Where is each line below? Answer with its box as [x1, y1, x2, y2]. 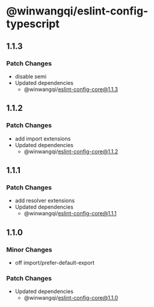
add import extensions [14, 135, 71, 142]
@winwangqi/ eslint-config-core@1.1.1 [23, 210, 117, 217]
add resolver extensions [14, 197, 75, 204]
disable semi [14, 72, 47, 80]
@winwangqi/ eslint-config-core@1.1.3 [23, 86, 119, 93]
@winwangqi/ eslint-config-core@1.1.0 [23, 294, 119, 302]
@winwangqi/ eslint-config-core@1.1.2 [23, 148, 119, 155]
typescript [6, 17, 60, 31]
